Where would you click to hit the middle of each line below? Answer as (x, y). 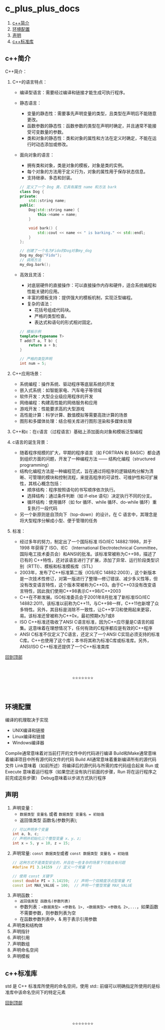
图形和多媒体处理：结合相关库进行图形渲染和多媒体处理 (76, 421)
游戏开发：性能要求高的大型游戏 (52, 409)
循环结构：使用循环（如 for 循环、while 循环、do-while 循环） (90, 502)
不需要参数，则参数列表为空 (48, 913)
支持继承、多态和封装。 (51, 177)
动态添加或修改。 (53, 144)
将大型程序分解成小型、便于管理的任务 (58, 520)
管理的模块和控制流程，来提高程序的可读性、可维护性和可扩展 (95, 477)
